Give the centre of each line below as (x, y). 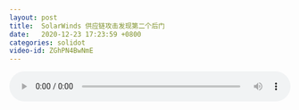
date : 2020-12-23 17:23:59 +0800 (75, 34)
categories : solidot (48, 42)
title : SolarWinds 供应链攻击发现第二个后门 (87, 26)
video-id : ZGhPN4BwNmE (51, 51)
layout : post (33, 17)
